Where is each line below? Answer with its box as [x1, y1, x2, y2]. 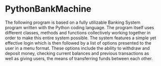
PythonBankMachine [5, 3, 92, 15]
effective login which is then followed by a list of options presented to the [5, 40, 152, 46]
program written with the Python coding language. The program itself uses [5, 24, 154, 30]
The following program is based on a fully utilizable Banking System [5, 19, 141, 25]
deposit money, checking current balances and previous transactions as [5, 50, 149, 56]
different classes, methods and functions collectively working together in [5, 30, 151, 35]
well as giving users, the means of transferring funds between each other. [5, 55, 153, 61]
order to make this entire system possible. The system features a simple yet [5, 35, 156, 41]
